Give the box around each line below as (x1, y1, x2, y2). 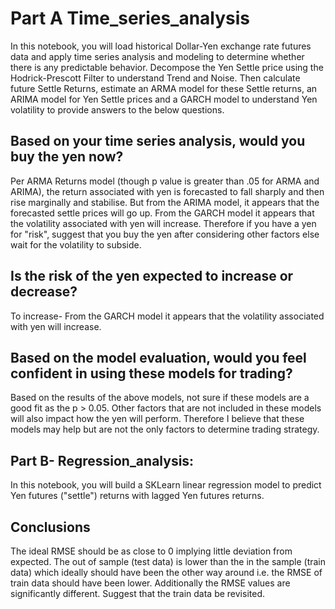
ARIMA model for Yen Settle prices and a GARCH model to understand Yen (10, 93, 318, 105)
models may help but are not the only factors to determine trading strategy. (10, 423, 320, 436)
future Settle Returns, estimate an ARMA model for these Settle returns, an (10, 82, 318, 94)
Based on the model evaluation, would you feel (10, 349, 307, 366)
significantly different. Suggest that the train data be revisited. (10, 588, 266, 599)
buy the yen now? (10, 148, 124, 166)
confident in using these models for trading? (10, 365, 293, 382)
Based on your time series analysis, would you (10, 133, 306, 150)
